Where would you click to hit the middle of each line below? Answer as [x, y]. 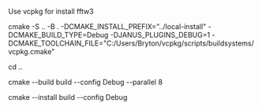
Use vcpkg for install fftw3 [51, 11]
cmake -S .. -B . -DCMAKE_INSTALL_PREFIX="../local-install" [107, 26]
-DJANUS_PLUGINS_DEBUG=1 [160, 35]
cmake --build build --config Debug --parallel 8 [86, 82]
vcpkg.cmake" [32, 51]
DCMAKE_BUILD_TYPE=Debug [58, 35]
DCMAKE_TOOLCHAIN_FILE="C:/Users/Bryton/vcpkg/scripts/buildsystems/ [131, 43]
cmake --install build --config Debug [68, 97]
